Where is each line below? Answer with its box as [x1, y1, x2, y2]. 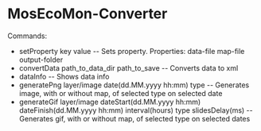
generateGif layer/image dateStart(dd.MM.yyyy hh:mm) [18, 97, 201, 106]
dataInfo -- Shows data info [18, 71, 110, 81]
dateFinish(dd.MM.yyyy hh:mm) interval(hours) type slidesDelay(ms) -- [18, 105, 253, 115]
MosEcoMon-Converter [7, 5, 168, 23]
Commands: [7, 31, 48, 40]
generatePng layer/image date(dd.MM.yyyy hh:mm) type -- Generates [18, 80, 250, 90]
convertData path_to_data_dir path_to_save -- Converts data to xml [18, 63, 239, 72]
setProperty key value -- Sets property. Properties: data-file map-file [18, 46, 245, 56]
